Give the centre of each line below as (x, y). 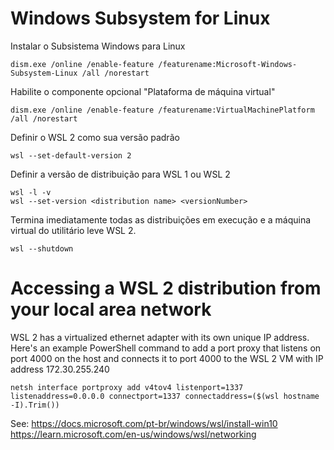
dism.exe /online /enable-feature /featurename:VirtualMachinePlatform (162, 110)
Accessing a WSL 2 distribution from (166, 288)
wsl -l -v (31, 192)
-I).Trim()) (35, 405)
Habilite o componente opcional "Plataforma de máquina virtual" (143, 91)
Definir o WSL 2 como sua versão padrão (95, 137)
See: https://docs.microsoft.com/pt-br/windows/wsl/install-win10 (144, 423)
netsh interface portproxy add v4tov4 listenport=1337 (127, 387)
